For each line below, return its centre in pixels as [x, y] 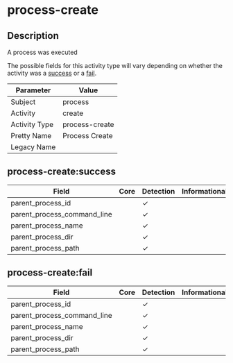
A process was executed [42, 52]
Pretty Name [31, 136]
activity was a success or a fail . [52, 73]
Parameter [33, 90]
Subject [23, 102]
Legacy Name [33, 147]
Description [33, 36]
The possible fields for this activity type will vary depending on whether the [115, 66]
